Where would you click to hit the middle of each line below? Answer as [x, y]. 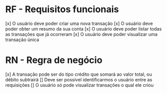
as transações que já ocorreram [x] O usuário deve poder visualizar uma [81, 34]
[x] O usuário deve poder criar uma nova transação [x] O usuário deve [79, 23]
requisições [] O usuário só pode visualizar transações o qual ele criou [80, 85]
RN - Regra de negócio [54, 60]
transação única [22, 40]
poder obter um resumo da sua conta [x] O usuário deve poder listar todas [83, 28]
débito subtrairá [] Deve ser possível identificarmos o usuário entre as [79, 79]
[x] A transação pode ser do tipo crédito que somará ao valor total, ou [79, 74]
